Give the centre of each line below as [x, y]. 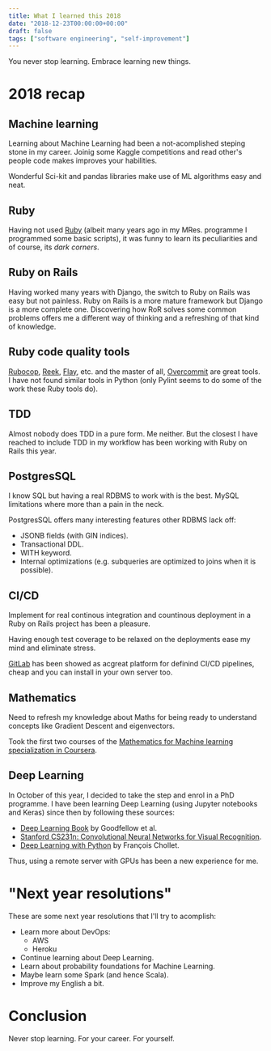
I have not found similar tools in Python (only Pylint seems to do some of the [135, 380]
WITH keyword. [46, 553]
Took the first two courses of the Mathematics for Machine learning [121, 741]
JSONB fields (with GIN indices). [74, 536]
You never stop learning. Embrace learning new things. [100, 62]
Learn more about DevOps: [65, 931]
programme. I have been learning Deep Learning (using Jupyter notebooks [133, 803]
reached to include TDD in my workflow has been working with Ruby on [128, 442]
